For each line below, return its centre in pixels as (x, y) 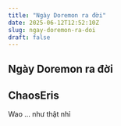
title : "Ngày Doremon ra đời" (57, 15)
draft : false (29, 37)
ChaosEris (34, 96)
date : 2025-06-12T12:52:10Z (54, 23)
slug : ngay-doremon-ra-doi (52, 30)
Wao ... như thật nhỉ (39, 114)
